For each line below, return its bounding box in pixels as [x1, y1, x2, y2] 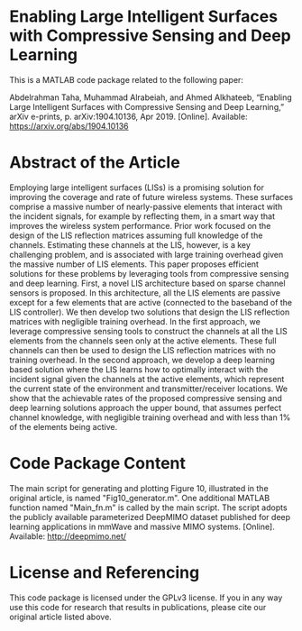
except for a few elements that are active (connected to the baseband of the [9, 297, 293, 307]
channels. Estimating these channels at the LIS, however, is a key [9, 239, 251, 250]
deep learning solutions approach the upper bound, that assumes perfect [9, 402, 282, 413]
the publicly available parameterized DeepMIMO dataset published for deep [9, 511, 291, 522]
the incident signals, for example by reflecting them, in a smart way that [9, 210, 276, 222]
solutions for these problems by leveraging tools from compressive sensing [9, 268, 289, 279]
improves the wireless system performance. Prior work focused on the [9, 220, 271, 231]
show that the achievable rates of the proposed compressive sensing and [9, 392, 282, 403]
